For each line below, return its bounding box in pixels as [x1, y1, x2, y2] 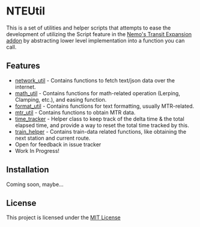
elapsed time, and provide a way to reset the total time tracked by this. [14, 122, 189, 129]
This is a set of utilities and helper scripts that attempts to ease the [6, 24, 171, 31]
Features [6, 61, 40, 71]
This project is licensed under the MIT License [6, 214, 121, 221]
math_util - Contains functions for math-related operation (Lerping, [14, 89, 180, 97]
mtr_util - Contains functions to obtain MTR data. [14, 108, 136, 116]
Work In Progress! [14, 147, 60, 154]
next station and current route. [14, 134, 91, 141]
